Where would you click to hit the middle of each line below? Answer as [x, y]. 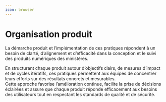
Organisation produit [49, 34]
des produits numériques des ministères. [47, 58]
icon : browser [20, 10]
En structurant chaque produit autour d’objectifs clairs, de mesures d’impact [83, 68]
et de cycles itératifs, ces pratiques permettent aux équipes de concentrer [81, 73]
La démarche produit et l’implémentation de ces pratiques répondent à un [80, 48]
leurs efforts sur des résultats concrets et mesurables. [60, 78]
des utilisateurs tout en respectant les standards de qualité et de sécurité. [80, 94]
